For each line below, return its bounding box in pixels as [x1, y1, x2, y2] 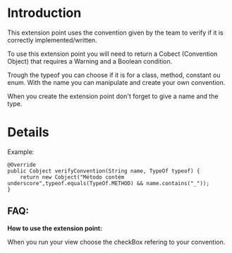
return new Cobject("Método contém [20, 173, 125, 181]
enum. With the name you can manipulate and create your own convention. [7, 78, 226, 86]
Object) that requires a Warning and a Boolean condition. [7, 57, 173, 65]
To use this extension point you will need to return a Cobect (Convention [7, 49, 218, 58]
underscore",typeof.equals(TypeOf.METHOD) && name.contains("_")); [7, 180, 210, 187]
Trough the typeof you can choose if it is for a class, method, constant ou [7, 71, 221, 79]
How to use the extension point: [7, 224, 103, 233]
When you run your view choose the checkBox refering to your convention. [7, 237, 226, 246]
